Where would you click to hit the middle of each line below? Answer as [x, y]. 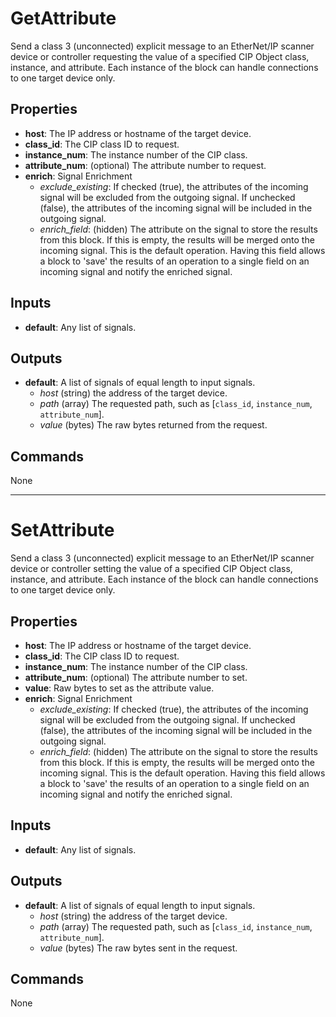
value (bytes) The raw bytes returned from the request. [153, 425]
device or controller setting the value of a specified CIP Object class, [151, 569]
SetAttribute [62, 530]
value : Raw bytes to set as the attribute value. [119, 688]
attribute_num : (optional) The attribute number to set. [136, 677]
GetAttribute [63, 18]
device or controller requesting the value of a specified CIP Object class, [160, 56]
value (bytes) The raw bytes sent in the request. [138, 948]
